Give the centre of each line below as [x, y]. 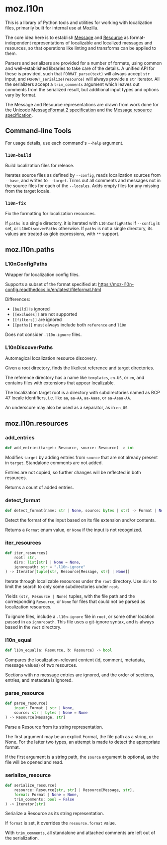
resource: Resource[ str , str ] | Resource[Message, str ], [74, 790]
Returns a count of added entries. [40, 487]
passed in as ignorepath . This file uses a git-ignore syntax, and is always [80, 621]
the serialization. [22, 838]
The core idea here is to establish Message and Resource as [67, 37]
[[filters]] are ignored [37, 319]
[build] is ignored [31, 309]
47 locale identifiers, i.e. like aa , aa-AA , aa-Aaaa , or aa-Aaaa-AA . [68, 398]
